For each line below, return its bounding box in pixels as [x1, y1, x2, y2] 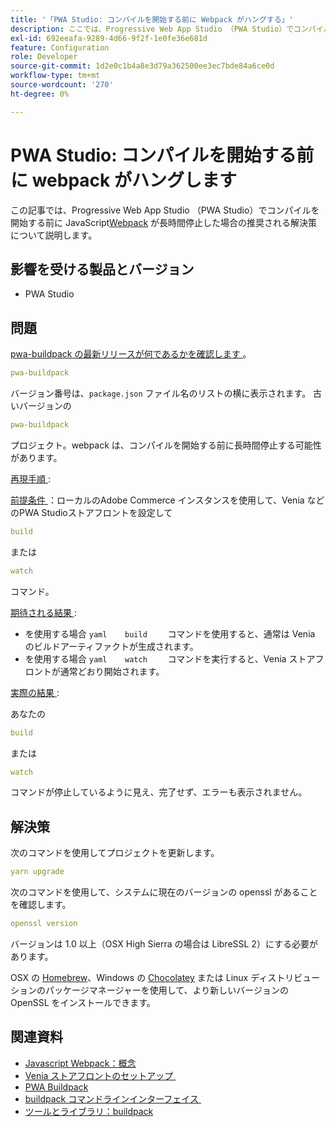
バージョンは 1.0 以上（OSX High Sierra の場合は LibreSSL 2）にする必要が [10, 938, 319, 950]
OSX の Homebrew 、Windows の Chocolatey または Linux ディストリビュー [10, 972, 321, 983]
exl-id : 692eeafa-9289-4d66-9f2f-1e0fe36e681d [10, 33, 208, 43]
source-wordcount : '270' [10, 80, 114, 90]
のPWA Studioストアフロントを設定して [10, 506, 173, 518]
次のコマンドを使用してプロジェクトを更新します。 [10, 847, 220, 859]
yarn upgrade [10, 867, 65, 877]
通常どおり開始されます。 [59, 665, 165, 677]
